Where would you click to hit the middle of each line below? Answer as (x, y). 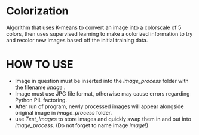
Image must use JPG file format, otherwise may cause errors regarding (102, 93)
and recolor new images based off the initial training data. (77, 40)
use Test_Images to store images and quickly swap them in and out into (103, 119)
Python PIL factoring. (41, 100)
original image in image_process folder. (63, 112)
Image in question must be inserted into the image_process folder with (102, 81)
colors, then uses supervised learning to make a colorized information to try (99, 33)
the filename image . (40, 87)
